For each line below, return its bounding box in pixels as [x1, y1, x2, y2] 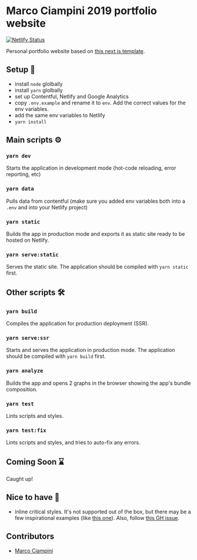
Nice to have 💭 [6, 492, 60, 502]
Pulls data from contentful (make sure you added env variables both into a [6, 197, 185, 205]
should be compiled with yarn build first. [6, 353, 106, 360]
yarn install [14, 119, 47, 125]
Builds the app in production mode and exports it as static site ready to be [6, 230, 185, 238]
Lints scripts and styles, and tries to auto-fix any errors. [6, 439, 141, 446]
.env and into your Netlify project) [6, 203, 88, 210]
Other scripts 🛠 [6, 287, 65, 297]
